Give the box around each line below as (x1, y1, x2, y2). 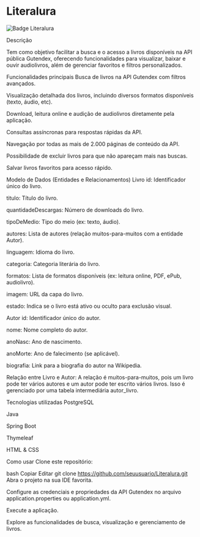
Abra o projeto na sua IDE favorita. (6, 476, 93, 484)
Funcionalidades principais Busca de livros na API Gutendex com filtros (6, 73, 186, 80)
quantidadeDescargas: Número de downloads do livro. (6, 206, 144, 213)
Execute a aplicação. (6, 506, 59, 514)
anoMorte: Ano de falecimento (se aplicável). (6, 349, 120, 357)
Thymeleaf (6, 434, 34, 441)
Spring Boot (6, 422, 37, 430)
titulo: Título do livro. (6, 194, 58, 202)
